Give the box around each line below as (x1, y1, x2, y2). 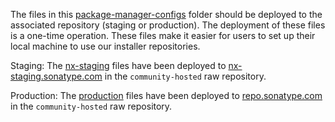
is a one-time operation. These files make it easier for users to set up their (10, 30, 316, 41)
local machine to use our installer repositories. (10, 40, 201, 52)
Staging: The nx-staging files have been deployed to (10, 60, 227, 71)
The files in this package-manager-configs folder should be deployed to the (10, 9, 323, 20)
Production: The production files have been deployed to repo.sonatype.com (10, 90, 323, 101)
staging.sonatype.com (10, 70, 103, 82)
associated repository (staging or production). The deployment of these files (10, 19, 326, 31)
